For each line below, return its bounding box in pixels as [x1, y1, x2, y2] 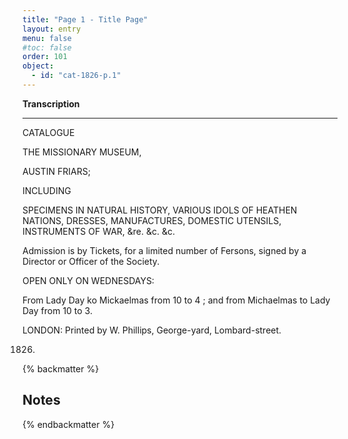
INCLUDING [22, 184, 72, 196]
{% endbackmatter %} [22, 418, 115, 430]
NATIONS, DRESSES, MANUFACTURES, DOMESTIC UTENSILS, [22, 214, 282, 226]
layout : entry [22, 24, 82, 34]
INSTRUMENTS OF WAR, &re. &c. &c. [22, 225, 176, 237]
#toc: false [22, 42, 72, 53]
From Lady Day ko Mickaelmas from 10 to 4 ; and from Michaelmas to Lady [22, 294, 331, 306]
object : [22, 61, 55, 71]
